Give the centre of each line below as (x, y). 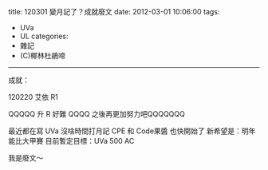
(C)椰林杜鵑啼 (43, 55)
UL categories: (44, 36)
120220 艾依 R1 (33, 97)
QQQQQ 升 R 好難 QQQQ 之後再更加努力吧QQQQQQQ (97, 114)
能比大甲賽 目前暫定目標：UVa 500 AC (71, 141)
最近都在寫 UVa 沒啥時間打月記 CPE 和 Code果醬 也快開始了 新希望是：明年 (132, 131)
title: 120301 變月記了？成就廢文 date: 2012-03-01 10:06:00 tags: (114, 12)
